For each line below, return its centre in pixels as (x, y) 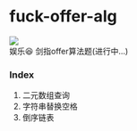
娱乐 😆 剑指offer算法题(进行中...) (69, 51)
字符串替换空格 (50, 106)
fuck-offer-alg (64, 16)
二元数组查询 (46, 95)
